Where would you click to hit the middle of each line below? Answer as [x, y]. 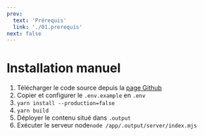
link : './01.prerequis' [47, 27]
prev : [14, 14]
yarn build [33, 111]
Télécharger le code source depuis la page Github [89, 88]
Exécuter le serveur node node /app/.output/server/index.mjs [107, 125]
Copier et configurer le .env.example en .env [81, 95]
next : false [24, 33]
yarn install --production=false [66, 104]
